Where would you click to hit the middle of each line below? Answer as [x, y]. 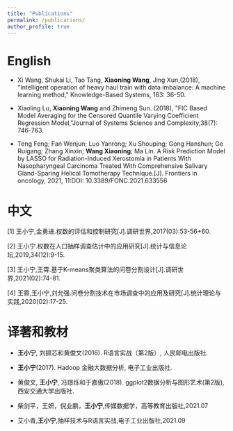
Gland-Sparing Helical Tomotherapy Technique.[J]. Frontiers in [107, 174]
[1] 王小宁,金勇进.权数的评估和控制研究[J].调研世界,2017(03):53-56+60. [109, 231]
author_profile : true [39, 26]
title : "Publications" [40, 14]
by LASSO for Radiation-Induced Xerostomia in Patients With [104, 159]
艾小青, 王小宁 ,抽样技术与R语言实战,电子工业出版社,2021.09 [101, 421]
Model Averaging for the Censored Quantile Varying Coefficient [108, 116]
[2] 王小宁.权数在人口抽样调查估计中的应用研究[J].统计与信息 [94, 246]
